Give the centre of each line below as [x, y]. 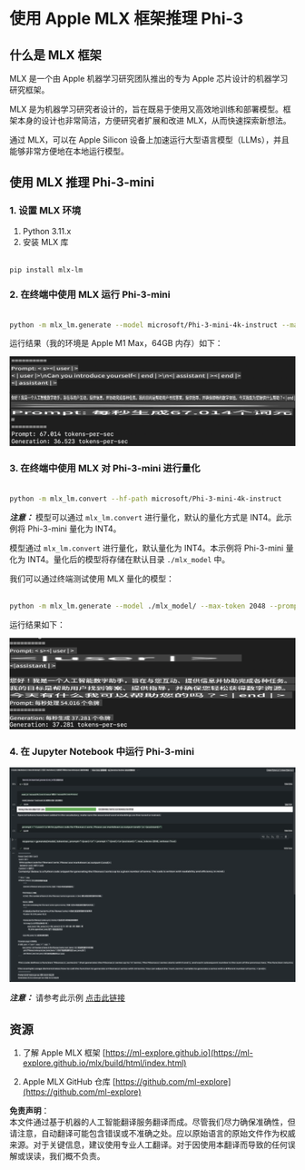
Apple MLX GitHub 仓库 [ [69, 1082]
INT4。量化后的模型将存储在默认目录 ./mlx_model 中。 [128, 559]
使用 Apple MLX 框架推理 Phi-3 [126, 19]
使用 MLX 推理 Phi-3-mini [82, 183]
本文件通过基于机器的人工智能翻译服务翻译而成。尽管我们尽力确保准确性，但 [152, 1122]
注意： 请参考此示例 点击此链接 [67, 998]
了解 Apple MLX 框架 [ [64, 1053]
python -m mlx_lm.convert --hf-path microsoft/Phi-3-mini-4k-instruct [146, 499]
